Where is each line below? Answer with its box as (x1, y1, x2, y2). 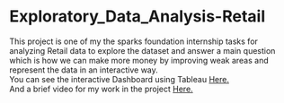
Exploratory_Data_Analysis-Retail (9, 6, 266, 27)
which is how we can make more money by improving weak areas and (9, 55, 270, 65)
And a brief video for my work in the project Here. (9, 83, 193, 94)
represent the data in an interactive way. (9, 64, 159, 75)
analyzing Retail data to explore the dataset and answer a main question (9, 45, 276, 56)
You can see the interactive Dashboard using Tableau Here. (9, 73, 229, 84)
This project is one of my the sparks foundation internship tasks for (9, 36, 259, 47)
